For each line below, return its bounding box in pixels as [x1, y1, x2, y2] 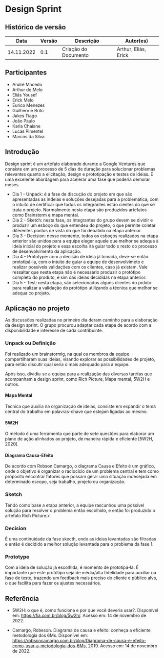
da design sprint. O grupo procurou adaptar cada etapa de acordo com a [5, 322, 152, 328]
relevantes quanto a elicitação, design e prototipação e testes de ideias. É [5, 171, 154, 177]
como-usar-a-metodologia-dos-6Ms [12, 643, 86, 649]
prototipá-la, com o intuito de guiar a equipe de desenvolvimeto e [12, 259, 144, 265]
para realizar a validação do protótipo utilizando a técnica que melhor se [12, 285, 158, 291]
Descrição [75, 38, 99, 44]
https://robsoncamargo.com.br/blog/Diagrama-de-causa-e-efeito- [12, 638, 146, 644]
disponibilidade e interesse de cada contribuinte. [5, 327, 103, 334]
